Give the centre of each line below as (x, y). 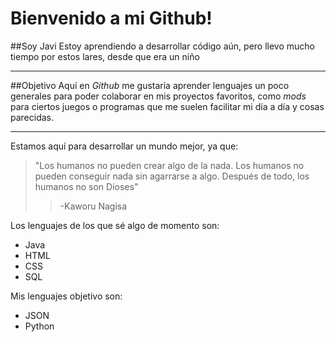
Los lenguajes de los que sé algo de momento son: (115, 225)
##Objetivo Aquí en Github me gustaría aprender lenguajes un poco (150, 85)
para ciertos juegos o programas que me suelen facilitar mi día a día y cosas (167, 106)
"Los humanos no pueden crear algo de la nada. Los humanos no (169, 165)
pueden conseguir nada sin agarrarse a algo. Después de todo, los (172, 176)
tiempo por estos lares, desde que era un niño (105, 56)
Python (39, 326)
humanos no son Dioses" (86, 186)
